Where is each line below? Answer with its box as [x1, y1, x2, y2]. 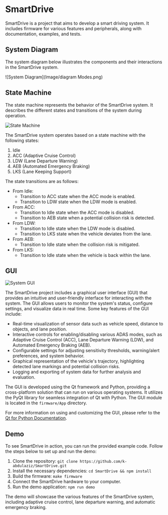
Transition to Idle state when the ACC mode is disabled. [20, 209, 135, 215]
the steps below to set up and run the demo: [5, 449, 97, 455]
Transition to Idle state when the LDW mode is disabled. [20, 225, 135, 231]
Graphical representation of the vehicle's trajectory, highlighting [12, 358, 144, 364]
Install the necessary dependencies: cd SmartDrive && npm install [12, 468, 152, 474]
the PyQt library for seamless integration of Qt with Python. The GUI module [5, 395, 162, 401]
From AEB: [12, 236, 35, 242]
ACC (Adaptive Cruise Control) [12, 152, 76, 158]
